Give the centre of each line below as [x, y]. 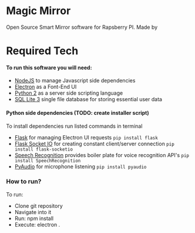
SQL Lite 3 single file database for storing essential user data [88, 99]
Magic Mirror [38, 11]
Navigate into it [33, 212]
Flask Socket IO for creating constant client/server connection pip [94, 144]
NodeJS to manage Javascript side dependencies [75, 81]
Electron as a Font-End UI [46, 87]
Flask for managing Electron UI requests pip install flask [86, 137]
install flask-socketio [44, 149]
